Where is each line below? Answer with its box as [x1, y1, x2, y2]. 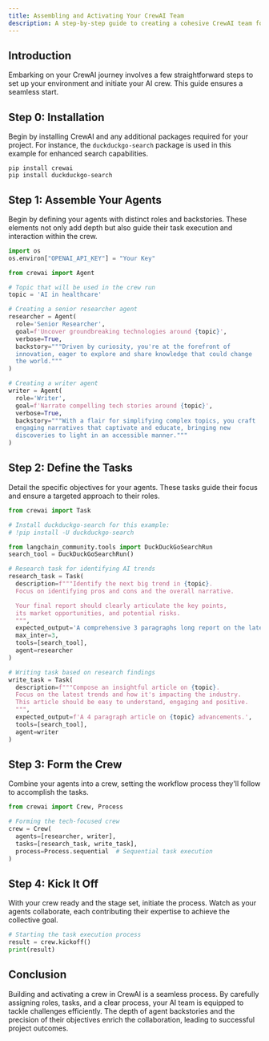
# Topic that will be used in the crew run [8, 283, 156, 291]
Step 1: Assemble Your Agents [8, 193, 162, 207]
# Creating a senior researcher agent [8, 306, 138, 314]
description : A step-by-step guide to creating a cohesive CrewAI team [8, 19, 252, 27]
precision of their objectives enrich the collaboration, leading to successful [8, 1015, 255, 1024]
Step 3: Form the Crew [8, 757, 122, 771]
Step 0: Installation [8, 110, 105, 124]
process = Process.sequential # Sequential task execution [15, 847, 214, 855]
